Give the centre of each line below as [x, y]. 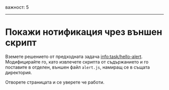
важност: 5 [17, 7]
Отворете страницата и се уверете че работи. [55, 82]
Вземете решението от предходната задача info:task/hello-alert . [74, 56]
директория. [19, 72]
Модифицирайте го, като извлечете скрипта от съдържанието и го [77, 61]
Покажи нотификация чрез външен [84, 32]
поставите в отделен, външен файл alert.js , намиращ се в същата [77, 67]
